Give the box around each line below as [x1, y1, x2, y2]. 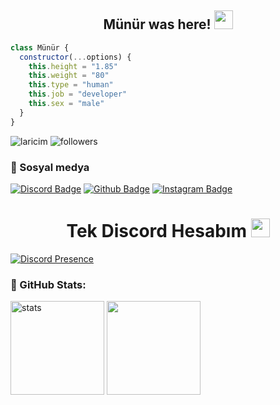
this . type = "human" [28, 80, 114, 90]
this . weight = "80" [28, 71, 110, 81]
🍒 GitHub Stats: [10, 277, 87, 291]
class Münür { [10, 42, 70, 53]
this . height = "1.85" [28, 61, 118, 71]
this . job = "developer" [28, 89, 128, 100]
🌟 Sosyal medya [10, 160, 90, 174]
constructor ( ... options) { [19, 52, 132, 62]
